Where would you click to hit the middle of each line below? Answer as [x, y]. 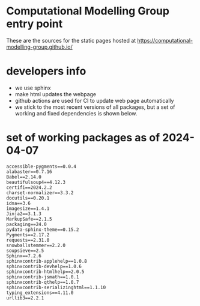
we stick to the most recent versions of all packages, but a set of [95, 107]
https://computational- [165, 40]
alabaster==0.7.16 [29, 172]
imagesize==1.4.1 [28, 209]
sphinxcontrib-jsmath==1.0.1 [43, 277]
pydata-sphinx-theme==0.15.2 [43, 230]
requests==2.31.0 [28, 240]
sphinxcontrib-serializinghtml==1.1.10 [56, 287]
